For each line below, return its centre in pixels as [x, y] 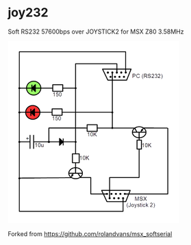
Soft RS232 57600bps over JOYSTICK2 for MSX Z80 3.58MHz [96, 31]
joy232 [28, 13]
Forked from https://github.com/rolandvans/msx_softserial [90, 233]
